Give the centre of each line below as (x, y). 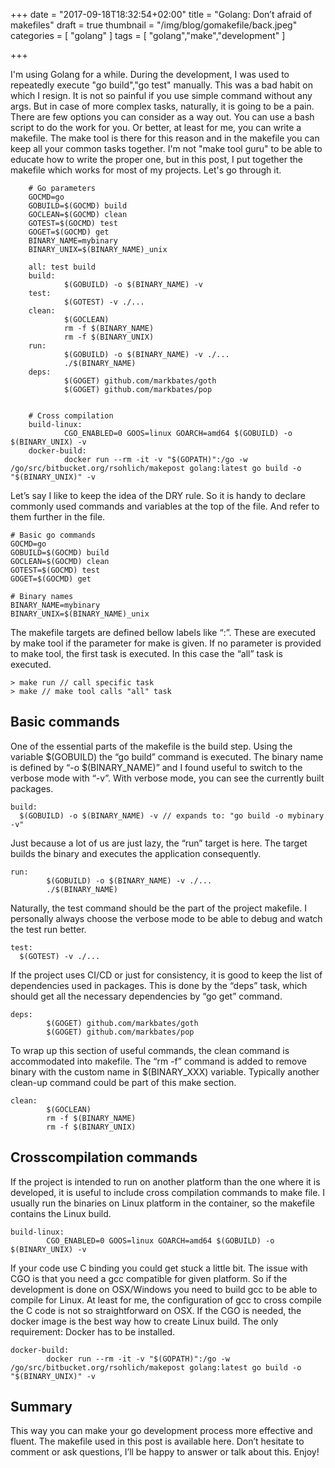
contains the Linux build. (61, 1213)
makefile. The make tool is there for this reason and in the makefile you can (165, 138)
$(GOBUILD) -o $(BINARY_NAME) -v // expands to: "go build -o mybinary (172, 815)
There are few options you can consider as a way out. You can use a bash (162, 117)
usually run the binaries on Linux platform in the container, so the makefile (162, 1203)
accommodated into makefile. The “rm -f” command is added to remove (158, 1061)
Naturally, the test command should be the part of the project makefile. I (159, 908)
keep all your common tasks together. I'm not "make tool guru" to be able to (166, 148)
